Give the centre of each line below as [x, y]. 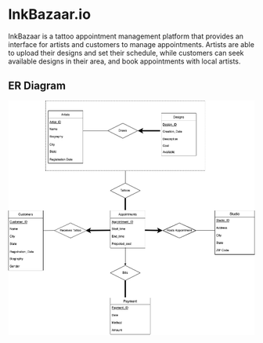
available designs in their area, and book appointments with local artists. [124, 61]
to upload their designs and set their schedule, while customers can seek [126, 53]
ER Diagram [37, 86]
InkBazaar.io [50, 15]
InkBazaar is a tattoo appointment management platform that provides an [126, 36]
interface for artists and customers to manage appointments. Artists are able [131, 44]
